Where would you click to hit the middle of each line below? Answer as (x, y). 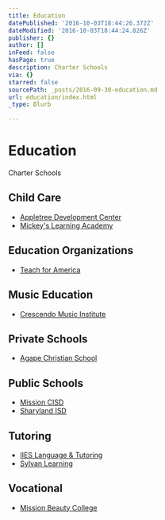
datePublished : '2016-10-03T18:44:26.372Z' (81, 23)
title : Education (37, 16)
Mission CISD (42, 402)
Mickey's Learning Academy (66, 225)
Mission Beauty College (58, 507)
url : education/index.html (53, 97)
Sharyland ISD (43, 411)
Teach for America (50, 270)
